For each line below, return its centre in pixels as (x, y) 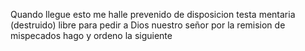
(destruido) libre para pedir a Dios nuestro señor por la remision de (148, 25)
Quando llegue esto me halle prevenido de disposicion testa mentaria (153, 14)
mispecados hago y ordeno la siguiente (91, 35)
